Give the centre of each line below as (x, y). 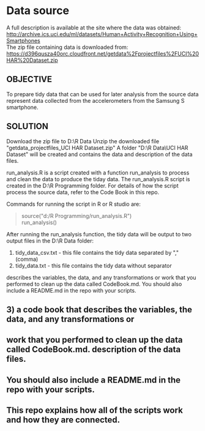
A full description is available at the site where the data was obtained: (94, 28)
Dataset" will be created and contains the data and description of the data (99, 154)
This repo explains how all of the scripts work (95, 410)
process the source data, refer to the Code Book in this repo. (83, 192)
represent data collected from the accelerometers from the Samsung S (95, 100)
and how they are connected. (63, 420)
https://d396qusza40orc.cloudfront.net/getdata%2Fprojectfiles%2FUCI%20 (103, 53)
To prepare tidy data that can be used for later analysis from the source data (102, 94)
